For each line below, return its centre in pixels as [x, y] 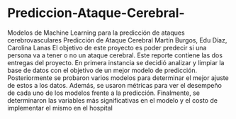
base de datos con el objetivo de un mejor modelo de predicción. [102, 70]
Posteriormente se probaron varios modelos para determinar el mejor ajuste [118, 78]
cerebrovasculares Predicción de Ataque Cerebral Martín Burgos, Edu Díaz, [117, 40]
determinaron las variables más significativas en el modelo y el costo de [113, 100]
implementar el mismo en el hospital [60, 108]
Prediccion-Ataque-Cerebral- [96, 13]
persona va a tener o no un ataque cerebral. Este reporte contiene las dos [115, 55]
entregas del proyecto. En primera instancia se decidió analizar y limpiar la [116, 62]
